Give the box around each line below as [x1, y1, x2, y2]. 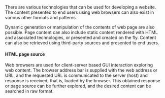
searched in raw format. [5, 88, 54, 94]
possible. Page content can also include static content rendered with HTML [5, 30, 158, 35]
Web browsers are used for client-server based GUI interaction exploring [5, 62, 153, 68]
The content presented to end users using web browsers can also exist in [5, 9, 154, 15]
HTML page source [5, 51, 45, 57]
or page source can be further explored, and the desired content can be [5, 83, 151, 89]
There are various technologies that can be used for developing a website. [5, 4, 156, 10]
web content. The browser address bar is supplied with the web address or [5, 67, 158, 73]
